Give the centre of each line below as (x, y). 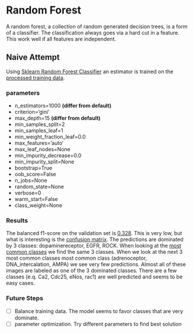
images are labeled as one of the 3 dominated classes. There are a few (92, 271)
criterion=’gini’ (32, 112)
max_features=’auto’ (39, 143)
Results (17, 220)
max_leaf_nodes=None (42, 149)
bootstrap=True (33, 168)
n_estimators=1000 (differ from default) (63, 106)
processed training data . (36, 77)
